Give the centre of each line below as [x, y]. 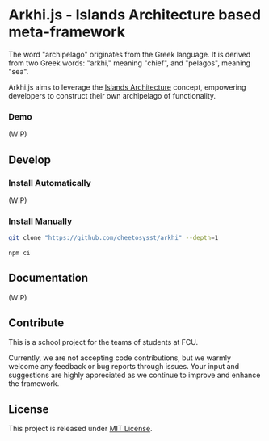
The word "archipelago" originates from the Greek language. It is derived [130, 54]
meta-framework [67, 32]
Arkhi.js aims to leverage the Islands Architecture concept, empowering [127, 87]
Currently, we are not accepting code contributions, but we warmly [120, 358]
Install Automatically [50, 183]
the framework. [34, 384]
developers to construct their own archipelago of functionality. [112, 95]
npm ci [19, 253]
